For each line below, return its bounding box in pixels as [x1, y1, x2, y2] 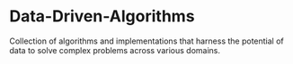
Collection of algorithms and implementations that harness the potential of [9, 36, 285, 46]
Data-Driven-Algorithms [9, 6, 195, 27]
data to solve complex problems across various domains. [9, 44, 221, 55]
